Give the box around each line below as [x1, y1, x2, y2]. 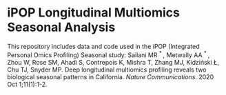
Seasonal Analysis [7, 19, 116, 35]
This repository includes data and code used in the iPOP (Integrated [7, 42, 200, 50]
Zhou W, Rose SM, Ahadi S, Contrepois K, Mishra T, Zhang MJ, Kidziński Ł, [7, 58, 219, 66]
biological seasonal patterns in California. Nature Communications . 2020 [7, 72, 214, 81]
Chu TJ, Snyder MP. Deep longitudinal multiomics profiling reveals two [7, 65, 207, 74]
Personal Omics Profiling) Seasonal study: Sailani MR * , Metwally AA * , [7, 50, 210, 59]
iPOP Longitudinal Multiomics [7, 5, 181, 21]
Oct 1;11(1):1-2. [7, 80, 48, 88]
